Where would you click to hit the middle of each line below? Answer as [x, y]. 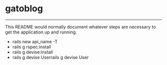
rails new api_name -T [35, 41]
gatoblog [24, 9]
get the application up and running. [41, 32]
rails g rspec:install [32, 47]
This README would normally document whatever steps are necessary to [81, 27]
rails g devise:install [33, 52]
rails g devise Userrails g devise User [50, 57]
